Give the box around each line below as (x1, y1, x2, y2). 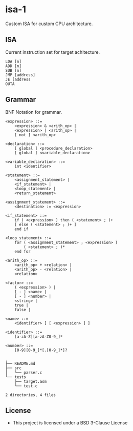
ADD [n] (5, 63, 22, 69)
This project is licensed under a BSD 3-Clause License (12, 420, 128, 426)
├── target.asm (14, 379, 47, 384)
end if (14, 227, 29, 232)
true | (14, 302, 29, 308)
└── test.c (14, 383, 38, 388)
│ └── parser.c (5, 370, 42, 375)
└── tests (5, 374, 27, 380)
